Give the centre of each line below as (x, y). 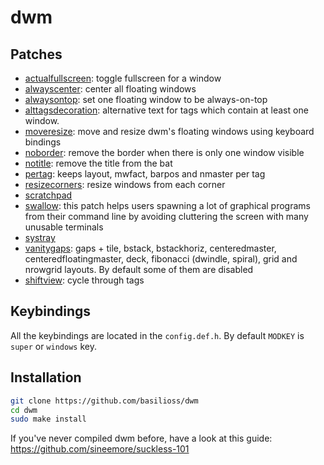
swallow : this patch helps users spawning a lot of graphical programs (167, 205)
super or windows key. (53, 346)
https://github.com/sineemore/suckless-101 (100, 449)
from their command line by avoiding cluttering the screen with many (166, 216)
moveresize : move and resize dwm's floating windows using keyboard (169, 131)
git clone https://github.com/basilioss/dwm (104, 401)
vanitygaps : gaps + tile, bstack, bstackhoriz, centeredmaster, (150, 248)
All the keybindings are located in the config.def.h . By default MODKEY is (157, 335)
